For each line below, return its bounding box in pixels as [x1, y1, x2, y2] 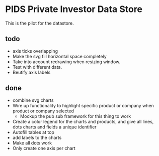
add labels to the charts [12, 134, 62, 140]
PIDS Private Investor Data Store [5, 4, 142, 15]
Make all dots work [12, 139, 52, 146]
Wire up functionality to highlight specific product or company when [12, 102, 154, 108]
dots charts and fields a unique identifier [12, 124, 97, 130]
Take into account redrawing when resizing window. [12, 59, 121, 65]
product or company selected [12, 108, 74, 114]
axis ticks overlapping [12, 48, 58, 54]
